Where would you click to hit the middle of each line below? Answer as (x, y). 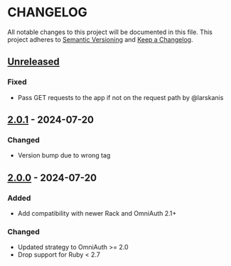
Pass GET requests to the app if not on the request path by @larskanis (120, 97)
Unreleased (34, 62)
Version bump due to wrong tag (64, 155)
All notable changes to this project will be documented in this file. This (110, 32)
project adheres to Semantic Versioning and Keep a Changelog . (100, 39)
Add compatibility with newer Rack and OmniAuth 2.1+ (97, 213)
